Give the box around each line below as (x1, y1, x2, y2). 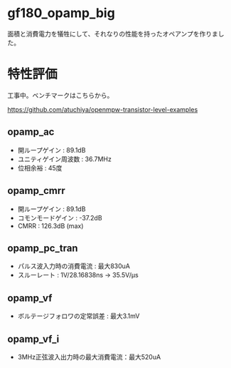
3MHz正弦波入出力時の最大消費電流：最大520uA (17, 352, 161, 361)
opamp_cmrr (7, 185, 65, 197)
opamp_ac (7, 126, 55, 138)
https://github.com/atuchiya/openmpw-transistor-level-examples (7, 105, 198, 113)
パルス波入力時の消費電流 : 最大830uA (17, 262, 130, 270)
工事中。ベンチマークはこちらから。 (7, 91, 114, 99)
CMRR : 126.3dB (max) (17, 221, 84, 230)
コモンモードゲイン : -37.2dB (17, 213, 102, 222)
